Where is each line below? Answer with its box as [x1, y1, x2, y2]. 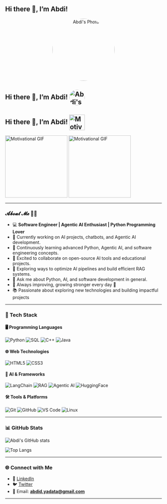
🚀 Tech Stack [5, 311, 38, 318]
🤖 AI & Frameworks [5, 371, 45, 377]
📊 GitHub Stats [5, 424, 43, 431]
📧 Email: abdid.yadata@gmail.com [12, 488, 85, 494]
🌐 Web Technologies [5, 349, 49, 355]
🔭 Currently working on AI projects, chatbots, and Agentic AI [12, 234, 136, 240]
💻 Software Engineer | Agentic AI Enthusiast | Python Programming [12, 222, 156, 228]
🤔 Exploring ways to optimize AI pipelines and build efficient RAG [12, 266, 145, 272]
